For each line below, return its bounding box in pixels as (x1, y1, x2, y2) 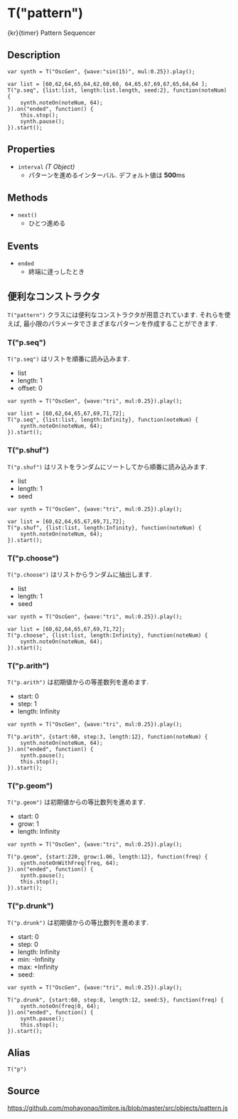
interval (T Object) (17, 162, 75, 171)
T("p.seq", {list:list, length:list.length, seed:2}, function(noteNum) (7, 87, 227, 94)
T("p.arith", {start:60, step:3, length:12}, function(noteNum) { (7, 733, 208, 741)
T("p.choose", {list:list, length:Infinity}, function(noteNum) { (7, 632, 208, 639)
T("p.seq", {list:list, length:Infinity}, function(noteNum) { (7, 416, 199, 424)
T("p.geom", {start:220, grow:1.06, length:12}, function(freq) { (7, 854, 208, 861)
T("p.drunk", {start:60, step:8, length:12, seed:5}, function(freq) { (7, 996, 224, 1004)
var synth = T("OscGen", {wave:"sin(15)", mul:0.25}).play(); (7, 68, 195, 75)
